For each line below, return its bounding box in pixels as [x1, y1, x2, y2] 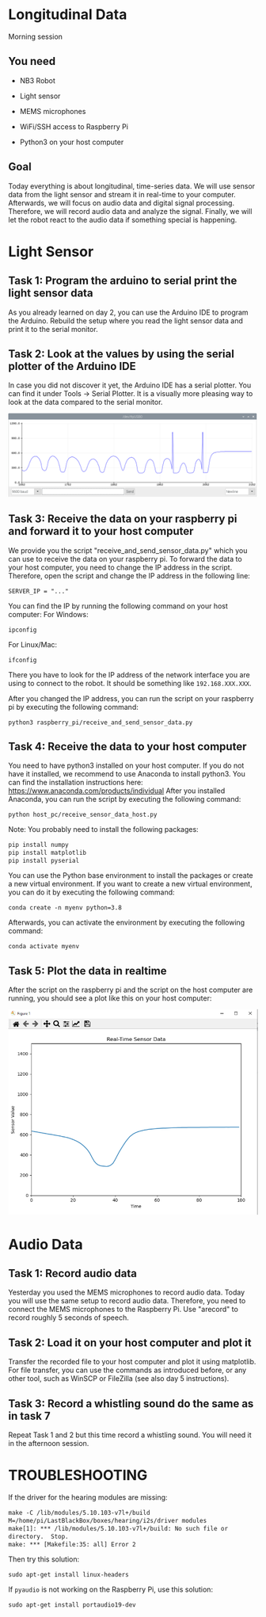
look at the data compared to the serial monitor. [8, 398, 163, 407]
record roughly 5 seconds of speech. [8, 1313, 129, 1322]
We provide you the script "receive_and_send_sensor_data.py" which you [8, 545, 248, 555]
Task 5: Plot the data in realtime [8, 964, 167, 978]
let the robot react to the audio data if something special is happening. [8, 215, 237, 224]
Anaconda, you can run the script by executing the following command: [8, 795, 241, 804]
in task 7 [8, 1409, 51, 1423]
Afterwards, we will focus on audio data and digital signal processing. [8, 198, 235, 208]
